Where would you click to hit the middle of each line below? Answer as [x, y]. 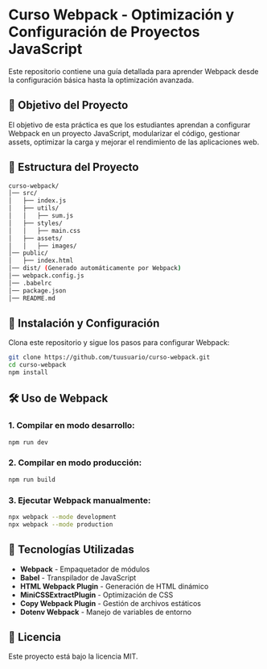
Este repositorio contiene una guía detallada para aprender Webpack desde [133, 71]
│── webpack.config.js [46, 276]
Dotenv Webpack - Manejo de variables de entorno [105, 612]
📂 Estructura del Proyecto [74, 167]
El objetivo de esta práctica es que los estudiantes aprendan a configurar [129, 125]
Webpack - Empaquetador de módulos [85, 569]
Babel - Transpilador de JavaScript [78, 577]
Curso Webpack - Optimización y [121, 15]
